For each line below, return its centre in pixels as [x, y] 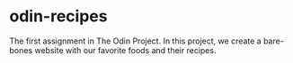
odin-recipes [58, 16]
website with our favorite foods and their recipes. [125, 50]
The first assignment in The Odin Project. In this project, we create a [136, 41]
